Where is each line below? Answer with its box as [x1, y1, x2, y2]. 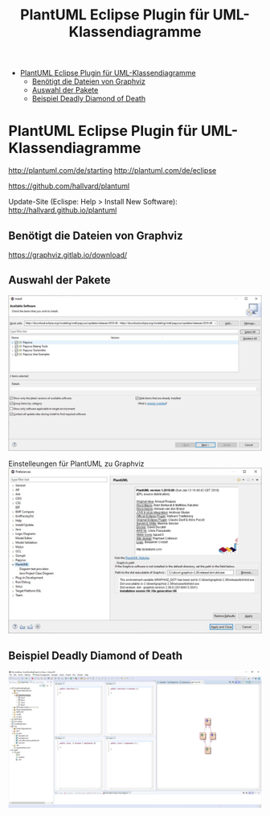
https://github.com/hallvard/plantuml [8, 181, 130, 191]
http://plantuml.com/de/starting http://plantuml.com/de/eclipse [8, 166, 217, 175]
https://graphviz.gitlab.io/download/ [8, 249, 127, 259]
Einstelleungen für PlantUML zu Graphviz [8, 459, 145, 468]
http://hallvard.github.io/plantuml [8, 205, 117, 215]
